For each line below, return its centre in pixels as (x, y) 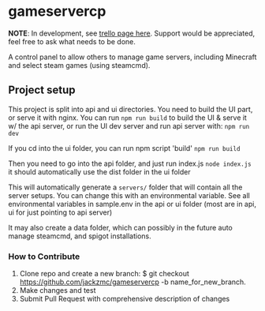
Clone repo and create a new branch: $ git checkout (104, 274)
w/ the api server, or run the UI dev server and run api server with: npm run (129, 126)
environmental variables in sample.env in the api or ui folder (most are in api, (132, 204)
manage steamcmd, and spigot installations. (80, 236)
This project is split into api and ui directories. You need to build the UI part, (131, 109)
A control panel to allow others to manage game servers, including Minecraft (132, 57)
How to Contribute (44, 257)
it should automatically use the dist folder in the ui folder (99, 171)
